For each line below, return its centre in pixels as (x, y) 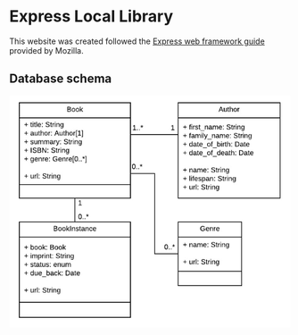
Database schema (61, 79)
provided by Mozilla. (46, 50)
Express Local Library (91, 17)
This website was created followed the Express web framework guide (137, 41)
